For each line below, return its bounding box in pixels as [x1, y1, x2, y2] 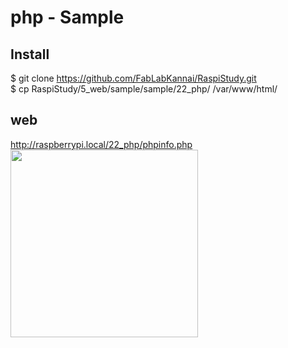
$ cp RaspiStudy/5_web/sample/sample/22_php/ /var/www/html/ [10, 83, 278, 95]
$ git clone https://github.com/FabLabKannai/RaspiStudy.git [10, 72, 257, 84]
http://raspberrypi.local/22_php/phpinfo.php [10, 138, 193, 150]
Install [10, 46, 50, 63]
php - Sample [10, 6, 125, 29]
